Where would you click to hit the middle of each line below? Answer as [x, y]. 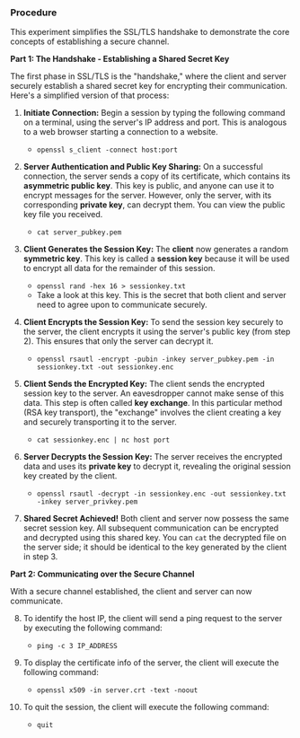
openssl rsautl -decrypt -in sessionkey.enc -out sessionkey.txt [161, 494]
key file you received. [63, 215]
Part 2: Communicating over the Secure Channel [102, 574]
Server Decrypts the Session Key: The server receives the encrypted [153, 457]
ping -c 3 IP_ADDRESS [77, 646]
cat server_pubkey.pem [79, 233]
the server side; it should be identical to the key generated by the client [155, 547]
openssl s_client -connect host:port [107, 150]
